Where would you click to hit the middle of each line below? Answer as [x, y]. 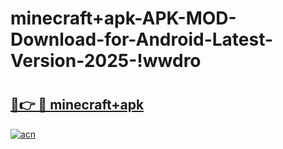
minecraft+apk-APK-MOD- [123, 18]
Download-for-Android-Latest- [142, 39]
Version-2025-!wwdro [106, 61]
